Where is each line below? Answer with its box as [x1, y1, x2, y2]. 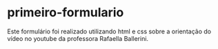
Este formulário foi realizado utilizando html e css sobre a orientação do [7, 27, 212, 35]
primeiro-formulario [7, 5, 124, 20]
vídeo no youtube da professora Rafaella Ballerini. [7, 34, 149, 42]
